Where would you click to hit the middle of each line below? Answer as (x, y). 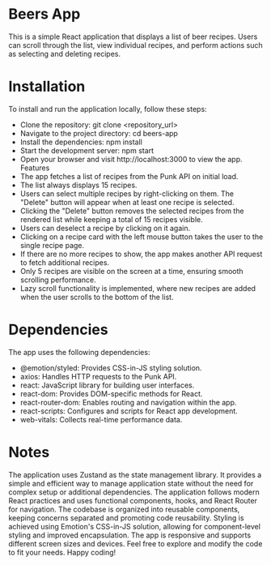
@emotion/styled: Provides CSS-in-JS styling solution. (111, 368)
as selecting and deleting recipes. (65, 54)
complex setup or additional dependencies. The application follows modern (134, 492)
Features (35, 168)
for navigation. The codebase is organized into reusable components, (124, 509)
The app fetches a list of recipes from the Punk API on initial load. (129, 176)
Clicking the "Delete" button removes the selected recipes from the (132, 211)
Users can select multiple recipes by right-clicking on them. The (127, 193)
